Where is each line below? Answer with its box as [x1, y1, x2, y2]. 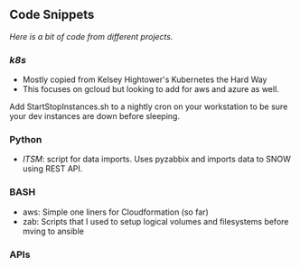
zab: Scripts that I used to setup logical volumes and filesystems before [22, 216, 289, 226]
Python [9, 133, 42, 146]
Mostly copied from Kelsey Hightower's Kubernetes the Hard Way [22, 74, 267, 85]
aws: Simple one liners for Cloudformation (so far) [22, 207, 210, 217]
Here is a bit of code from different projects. [9, 31, 173, 41]
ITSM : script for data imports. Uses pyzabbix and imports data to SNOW [22, 153, 292, 165]
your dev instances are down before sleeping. [9, 111, 181, 122]
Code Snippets [9, 7, 95, 23]
